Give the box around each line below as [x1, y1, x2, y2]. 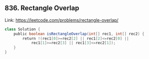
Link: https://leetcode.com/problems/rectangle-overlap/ [4, 17, 119, 23]
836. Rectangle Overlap [4, 4, 80, 12]
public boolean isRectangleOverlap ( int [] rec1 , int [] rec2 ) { [13, 31, 145, 36]
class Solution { [4, 27, 41, 32]
